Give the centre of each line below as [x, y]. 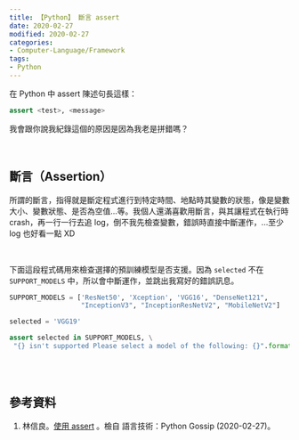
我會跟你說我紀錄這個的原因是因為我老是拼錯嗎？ [99, 128]
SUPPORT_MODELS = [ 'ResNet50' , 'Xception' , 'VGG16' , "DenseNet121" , [139, 297]
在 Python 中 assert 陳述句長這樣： [73, 94]
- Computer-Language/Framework [67, 51]
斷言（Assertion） [61, 177]
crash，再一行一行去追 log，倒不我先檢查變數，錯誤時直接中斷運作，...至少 [147, 222]
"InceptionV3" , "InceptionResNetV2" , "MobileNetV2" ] [180, 306]
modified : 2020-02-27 [49, 34]
